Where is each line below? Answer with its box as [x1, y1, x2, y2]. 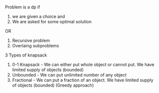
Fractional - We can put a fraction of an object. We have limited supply [12, 77, 154, 83]
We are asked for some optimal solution [12, 19, 92, 24]
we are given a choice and [12, 14, 65, 19]
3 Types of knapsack [5, 52, 47, 58]
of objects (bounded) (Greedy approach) [12, 82, 94, 88]
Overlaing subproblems [12, 43, 59, 48]
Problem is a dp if [5, 4, 40, 10]
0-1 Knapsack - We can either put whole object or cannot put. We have [12, 62, 155, 67]
